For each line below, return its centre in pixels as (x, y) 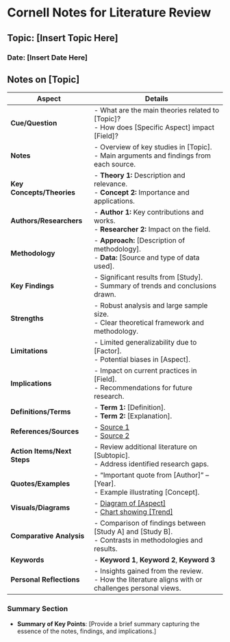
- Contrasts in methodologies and (148, 541)
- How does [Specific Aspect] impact (154, 127)
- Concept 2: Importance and (141, 193)
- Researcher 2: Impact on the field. (152, 230)
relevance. (111, 184)
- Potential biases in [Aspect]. (142, 360)
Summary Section (38, 609)
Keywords (27, 560)
